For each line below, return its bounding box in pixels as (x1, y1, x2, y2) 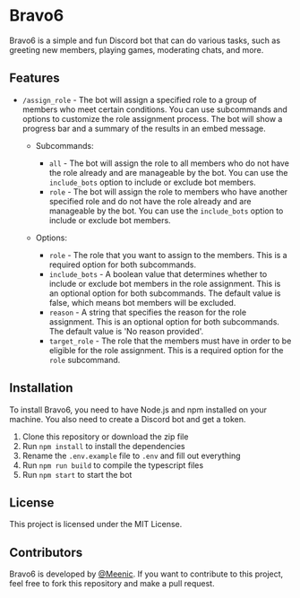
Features (9, 71, 60, 86)
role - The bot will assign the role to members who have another (48, 186, 288, 197)
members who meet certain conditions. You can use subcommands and (21, 104, 288, 115)
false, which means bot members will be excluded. (48, 297, 236, 308)
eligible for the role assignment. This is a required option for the (48, 344, 284, 355)
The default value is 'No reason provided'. (48, 325, 204, 336)
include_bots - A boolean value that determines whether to (48, 268, 268, 279)
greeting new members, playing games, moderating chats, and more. (9, 44, 264, 55)
